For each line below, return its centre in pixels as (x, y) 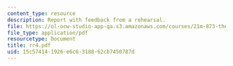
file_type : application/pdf (48, 33)
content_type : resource (42, 13)
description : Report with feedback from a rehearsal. (87, 20)
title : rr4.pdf (29, 45)
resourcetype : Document (42, 39)
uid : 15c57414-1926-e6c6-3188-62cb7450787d (71, 52)
